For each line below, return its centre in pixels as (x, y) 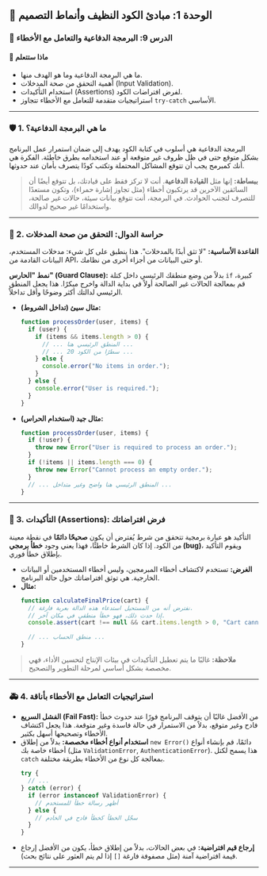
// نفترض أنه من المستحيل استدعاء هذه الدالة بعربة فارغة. (111, 608)
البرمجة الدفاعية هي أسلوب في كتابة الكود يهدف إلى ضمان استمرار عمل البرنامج (127, 148)
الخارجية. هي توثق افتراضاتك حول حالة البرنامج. (90, 578)
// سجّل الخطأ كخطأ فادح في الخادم (86, 818)
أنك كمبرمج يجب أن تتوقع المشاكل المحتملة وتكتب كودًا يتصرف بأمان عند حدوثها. (127, 165)
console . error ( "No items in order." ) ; (106, 367)
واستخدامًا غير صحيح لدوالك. (70, 206)
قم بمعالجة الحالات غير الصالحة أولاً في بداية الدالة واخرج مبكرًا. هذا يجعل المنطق (127, 284)
